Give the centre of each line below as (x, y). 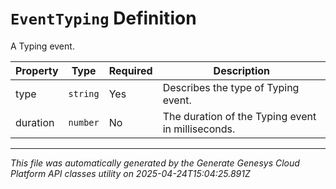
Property (37, 70)
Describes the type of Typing (231, 87)
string (84, 93)
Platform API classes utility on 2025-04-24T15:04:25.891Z (130, 173)
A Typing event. (42, 46)
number (84, 122)
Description (242, 70)
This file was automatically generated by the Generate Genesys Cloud (155, 163)
